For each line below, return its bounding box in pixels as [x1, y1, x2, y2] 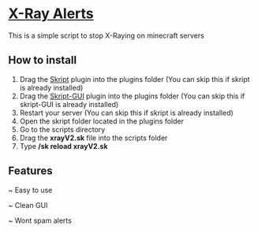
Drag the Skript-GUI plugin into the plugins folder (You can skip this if [19, 91, 245, 101]
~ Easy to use [8, 185, 53, 194]
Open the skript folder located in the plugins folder [19, 116, 184, 126]
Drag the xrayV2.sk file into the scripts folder [19, 133, 168, 142]
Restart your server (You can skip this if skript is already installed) [19, 108, 234, 117]
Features [8, 165, 53, 178]
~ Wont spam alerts [8, 216, 73, 225]
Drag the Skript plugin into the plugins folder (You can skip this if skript [19, 74, 250, 83]
